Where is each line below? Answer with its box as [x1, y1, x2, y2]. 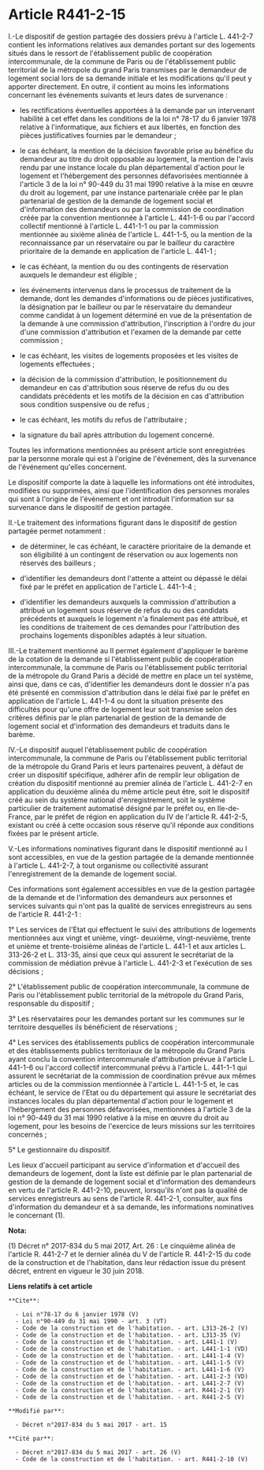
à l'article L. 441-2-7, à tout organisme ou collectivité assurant [8, 861, 209, 870]
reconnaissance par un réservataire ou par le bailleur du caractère [19, 238, 235, 247]
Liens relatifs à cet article [8, 1281, 93, 1290]
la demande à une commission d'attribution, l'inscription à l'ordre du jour [19, 318, 256, 328]
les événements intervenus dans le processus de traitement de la [19, 285, 232, 295]
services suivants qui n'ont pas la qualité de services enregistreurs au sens [8, 901, 252, 910]
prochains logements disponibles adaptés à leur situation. [19, 631, 207, 640]
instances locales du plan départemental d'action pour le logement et [8, 1096, 234, 1105]
